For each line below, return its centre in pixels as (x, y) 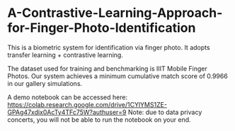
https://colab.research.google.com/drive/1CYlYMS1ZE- (87, 104)
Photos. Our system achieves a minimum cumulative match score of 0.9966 (117, 76)
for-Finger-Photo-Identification (102, 28)
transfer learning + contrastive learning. (65, 55)
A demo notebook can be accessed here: (68, 97)
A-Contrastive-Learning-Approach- (115, 13)
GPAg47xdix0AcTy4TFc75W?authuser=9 (67, 112)
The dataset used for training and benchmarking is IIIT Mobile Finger (107, 68)
